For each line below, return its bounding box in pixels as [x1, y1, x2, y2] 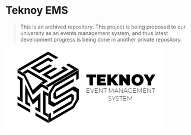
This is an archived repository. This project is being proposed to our [20, 23, 186, 30]
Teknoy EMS [5, 4, 69, 17]
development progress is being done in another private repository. [20, 36, 182, 43]
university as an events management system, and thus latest [20, 29, 168, 36]
